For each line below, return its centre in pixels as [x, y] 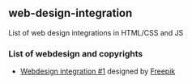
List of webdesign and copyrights [76, 53]
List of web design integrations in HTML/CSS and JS [96, 32]
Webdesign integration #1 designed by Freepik [98, 71]
